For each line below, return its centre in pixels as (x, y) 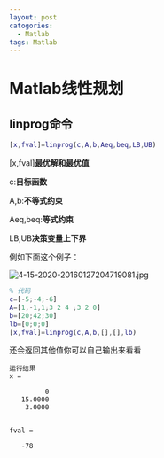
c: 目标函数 (28, 182)
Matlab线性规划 (66, 89)
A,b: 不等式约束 (36, 201)
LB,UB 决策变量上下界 (48, 238)
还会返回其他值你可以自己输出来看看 (75, 350)
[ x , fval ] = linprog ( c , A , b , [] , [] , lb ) (73, 332)
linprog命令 (41, 124)
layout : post (33, 17)
